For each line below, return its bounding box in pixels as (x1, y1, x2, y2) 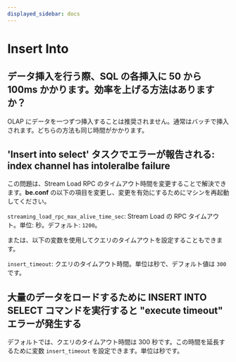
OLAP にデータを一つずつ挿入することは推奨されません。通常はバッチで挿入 (7, 117, 229, 126)
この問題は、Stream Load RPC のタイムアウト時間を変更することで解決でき (7, 179, 227, 188)
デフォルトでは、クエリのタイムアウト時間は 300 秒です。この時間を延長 (7, 338, 220, 346)
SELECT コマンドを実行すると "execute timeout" (7, 304, 223, 316)
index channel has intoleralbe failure (7, 160, 170, 172)
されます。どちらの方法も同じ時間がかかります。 (7, 126, 149, 134)
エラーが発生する (7, 318, 82, 330)
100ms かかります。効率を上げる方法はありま (7, 84, 206, 96)
